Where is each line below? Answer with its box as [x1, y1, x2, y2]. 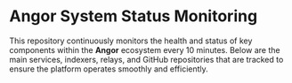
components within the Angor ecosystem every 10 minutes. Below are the [9, 44, 280, 55]
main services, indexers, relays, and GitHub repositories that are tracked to [9, 54, 284, 64]
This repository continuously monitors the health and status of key [9, 35, 253, 46]
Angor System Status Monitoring [9, 6, 258, 26]
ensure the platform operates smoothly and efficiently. [9, 64, 209, 74]
